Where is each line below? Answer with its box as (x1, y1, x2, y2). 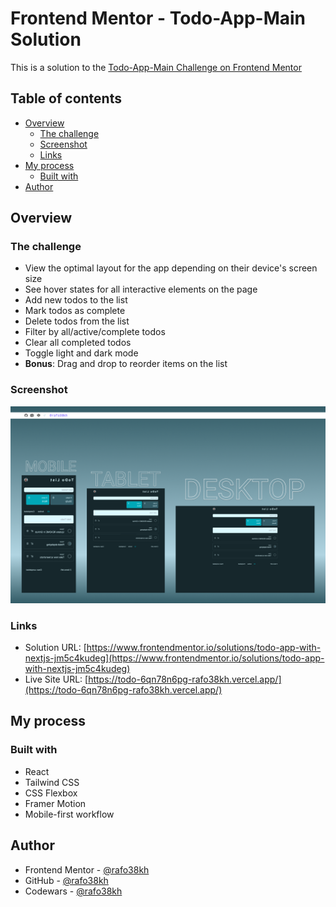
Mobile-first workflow (24, 808, 115, 820)
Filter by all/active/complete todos (24, 326, 166, 338)
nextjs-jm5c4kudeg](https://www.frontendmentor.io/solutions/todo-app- (24, 652, 325, 664)
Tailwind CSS (24, 776, 80, 788)
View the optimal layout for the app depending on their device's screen (24, 262, 318, 274)
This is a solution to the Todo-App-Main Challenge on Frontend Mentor (10, 61, 302, 73)
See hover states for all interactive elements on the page (24, 283, 258, 296)
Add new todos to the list (24, 294, 128, 306)
